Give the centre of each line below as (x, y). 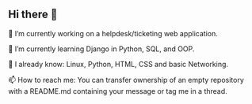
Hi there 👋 (33, 15)
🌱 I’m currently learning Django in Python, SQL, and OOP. (101, 49)
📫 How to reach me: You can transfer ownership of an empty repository (126, 80)
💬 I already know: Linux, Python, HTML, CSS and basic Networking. (118, 64)
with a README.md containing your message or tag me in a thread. (118, 91)
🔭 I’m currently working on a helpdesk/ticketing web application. (113, 33)
